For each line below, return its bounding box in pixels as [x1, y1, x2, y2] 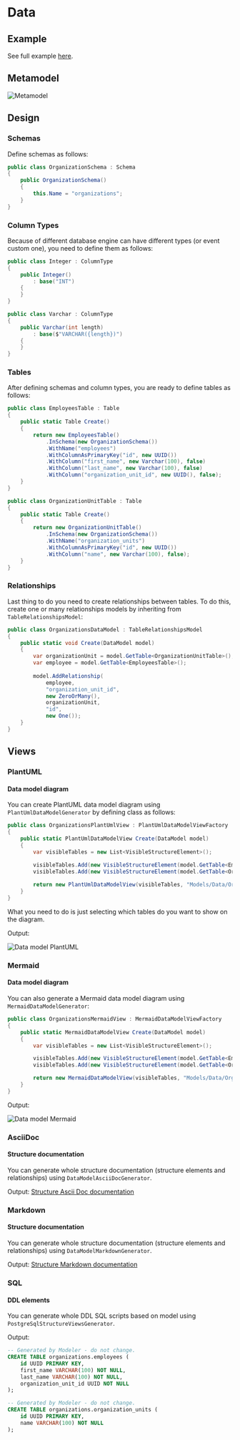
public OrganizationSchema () [20, 176, 107, 184]
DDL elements [7, 1296, 50, 1304]
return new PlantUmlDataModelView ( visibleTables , [33, 881, 184, 889]
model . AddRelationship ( [33, 672, 104, 679]
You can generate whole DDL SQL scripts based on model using [7, 1311, 196, 1320]
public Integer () [20, 271, 72, 279]
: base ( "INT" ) [33, 278, 75, 285]
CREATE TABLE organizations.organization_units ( [7, 1406, 159, 1414]
